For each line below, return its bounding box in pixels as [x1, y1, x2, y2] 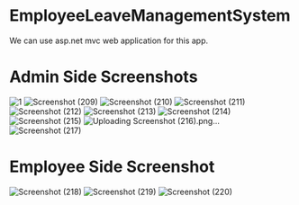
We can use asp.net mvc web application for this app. [9, 35, 209, 46]
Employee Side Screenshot [9, 156, 215, 177]
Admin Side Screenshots [9, 67, 198, 87]
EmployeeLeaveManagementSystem [9, 5, 291, 26]
